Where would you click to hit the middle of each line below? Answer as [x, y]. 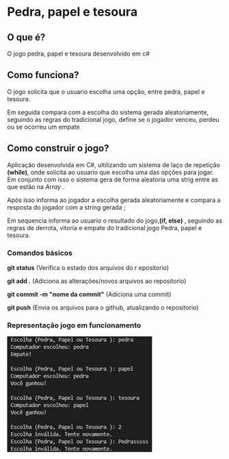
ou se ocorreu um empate [43, 127]
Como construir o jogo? [58, 148]
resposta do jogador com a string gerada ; [67, 207]
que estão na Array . [36, 186]
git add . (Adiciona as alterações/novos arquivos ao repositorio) [97, 281]
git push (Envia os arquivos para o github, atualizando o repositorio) [103, 307]
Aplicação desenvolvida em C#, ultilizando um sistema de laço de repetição [114, 164]
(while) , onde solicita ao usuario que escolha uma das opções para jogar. [110, 172]
